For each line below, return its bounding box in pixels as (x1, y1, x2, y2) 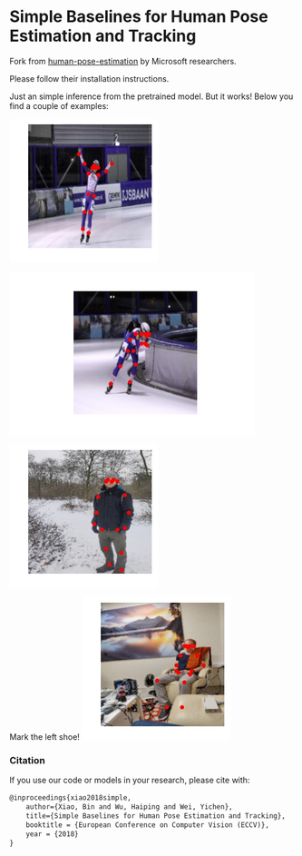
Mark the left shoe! (9, 731, 80, 742)
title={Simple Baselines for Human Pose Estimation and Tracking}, (25, 812, 286, 821)
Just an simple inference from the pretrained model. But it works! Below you (9, 91, 294, 102)
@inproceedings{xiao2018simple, (9, 793, 132, 802)
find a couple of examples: (9, 100, 109, 111)
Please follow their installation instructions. (9, 73, 170, 84)
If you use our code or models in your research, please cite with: (9, 774, 250, 786)
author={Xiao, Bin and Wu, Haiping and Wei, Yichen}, (25, 802, 233, 812)
